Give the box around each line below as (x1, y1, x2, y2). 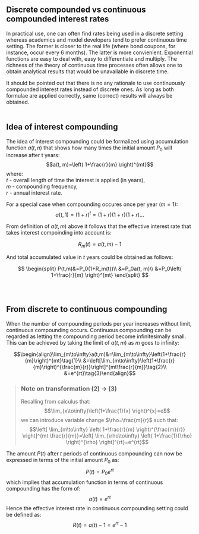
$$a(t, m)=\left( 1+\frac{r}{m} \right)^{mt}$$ (46, 161, 154, 168)
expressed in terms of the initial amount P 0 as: (6, 456, 119, 465)
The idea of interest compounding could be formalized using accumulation (6, 138, 189, 145)
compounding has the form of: (6, 485, 81, 492)
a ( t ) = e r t (89, 494, 111, 502)
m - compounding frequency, (6, 183, 78, 190)
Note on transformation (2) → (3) (20, 384, 117, 392)
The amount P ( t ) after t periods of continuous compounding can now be (6, 449, 182, 457)
